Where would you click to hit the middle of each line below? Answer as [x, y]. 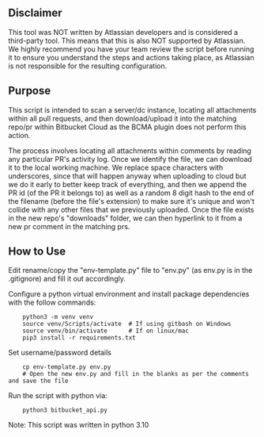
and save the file [38, 381]
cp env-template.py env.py [67, 367]
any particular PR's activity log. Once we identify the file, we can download [130, 159]
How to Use [37, 252]
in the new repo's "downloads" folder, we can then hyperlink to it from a [125, 218]
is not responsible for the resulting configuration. [88, 66]
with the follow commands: [52, 303]
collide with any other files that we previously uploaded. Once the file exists [131, 209]
